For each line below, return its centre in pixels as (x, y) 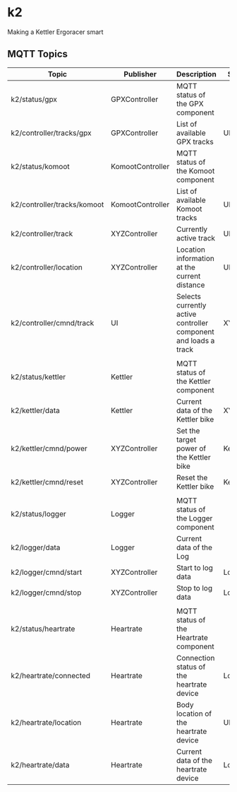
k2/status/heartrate (43, 629)
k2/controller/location (47, 267)
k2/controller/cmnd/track (53, 322)
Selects (188, 296)
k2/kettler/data (35, 410)
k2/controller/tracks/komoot (57, 204)
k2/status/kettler (38, 377)
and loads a (195, 340)
